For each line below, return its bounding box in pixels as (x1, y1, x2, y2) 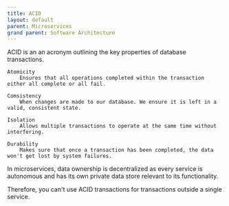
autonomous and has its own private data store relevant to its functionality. (7, 172, 219, 181)
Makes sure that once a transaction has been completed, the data (19, 147, 214, 154)
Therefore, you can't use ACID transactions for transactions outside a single (7, 185, 222, 194)
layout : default (7, 16, 54, 23)
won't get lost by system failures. (7, 152, 112, 160)
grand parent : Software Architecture (7, 29, 116, 36)
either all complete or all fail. (7, 80, 107, 88)
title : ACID (7, 10, 41, 17)
